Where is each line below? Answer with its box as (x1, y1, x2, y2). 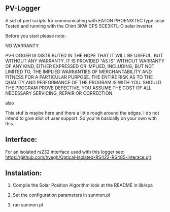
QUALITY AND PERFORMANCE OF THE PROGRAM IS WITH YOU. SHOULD (5, 79, 161, 85)
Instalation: (5, 169, 42, 178)
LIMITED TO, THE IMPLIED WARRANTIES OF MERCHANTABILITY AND (5, 68, 152, 75)
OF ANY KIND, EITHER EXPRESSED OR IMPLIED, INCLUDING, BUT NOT (5, 63, 155, 69)
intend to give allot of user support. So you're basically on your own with (5, 115, 157, 121)
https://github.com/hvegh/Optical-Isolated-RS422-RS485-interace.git (5, 154, 151, 160)
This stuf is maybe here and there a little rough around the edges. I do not (5, 110, 159, 116)
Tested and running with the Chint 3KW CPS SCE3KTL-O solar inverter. (5, 23, 154, 29)
